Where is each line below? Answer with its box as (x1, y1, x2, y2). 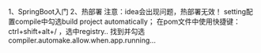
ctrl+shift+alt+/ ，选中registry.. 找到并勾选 (8, 27, 145, 36)
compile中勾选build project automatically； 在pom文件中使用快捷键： (14, 17, 241, 26)
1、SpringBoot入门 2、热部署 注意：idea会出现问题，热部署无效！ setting (8, 7, 247, 16)
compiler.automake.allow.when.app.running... (8, 36, 157, 45)
